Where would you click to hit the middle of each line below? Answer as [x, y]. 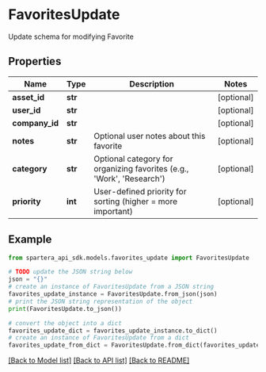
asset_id [28, 97]
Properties [35, 61]
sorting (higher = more [136, 201]
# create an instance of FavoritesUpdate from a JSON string [111, 287]
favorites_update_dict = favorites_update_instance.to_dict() [113, 331]
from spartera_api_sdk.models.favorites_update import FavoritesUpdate [129, 258]
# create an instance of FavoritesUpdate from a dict [99, 338]
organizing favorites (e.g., [141, 168]
